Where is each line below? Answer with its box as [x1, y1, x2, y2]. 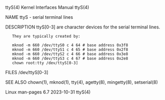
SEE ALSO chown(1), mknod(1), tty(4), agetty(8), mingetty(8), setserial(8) [5, 79, 158, 85]
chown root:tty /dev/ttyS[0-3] [12, 60, 79, 65]
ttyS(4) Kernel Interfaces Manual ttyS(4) [5, 5, 89, 10]
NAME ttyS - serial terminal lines [5, 14, 74, 20]
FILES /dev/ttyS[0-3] [5, 70, 49, 75]
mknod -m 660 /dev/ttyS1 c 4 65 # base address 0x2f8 [12, 47, 128, 52]
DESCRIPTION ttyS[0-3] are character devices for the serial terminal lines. [5, 24, 160, 30]
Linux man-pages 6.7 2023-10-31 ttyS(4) [5, 89, 91, 95]
